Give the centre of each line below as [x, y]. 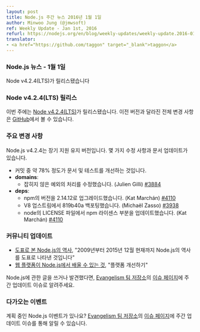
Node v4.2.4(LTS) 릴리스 [42, 98]
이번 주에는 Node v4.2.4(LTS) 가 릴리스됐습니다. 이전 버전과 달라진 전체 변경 [95, 112]
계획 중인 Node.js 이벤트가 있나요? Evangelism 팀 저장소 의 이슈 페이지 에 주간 [96, 316]
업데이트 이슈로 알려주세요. [43, 285]
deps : [22, 190]
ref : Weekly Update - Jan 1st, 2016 [51, 28]
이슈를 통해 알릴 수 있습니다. [54, 323]
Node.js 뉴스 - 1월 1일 [36, 67]
